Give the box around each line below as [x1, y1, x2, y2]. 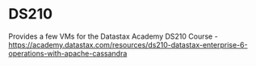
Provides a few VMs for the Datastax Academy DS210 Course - [8, 31, 218, 41]
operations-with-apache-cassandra [8, 48, 128, 58]
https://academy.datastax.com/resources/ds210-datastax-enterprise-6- [8, 39, 248, 49]
